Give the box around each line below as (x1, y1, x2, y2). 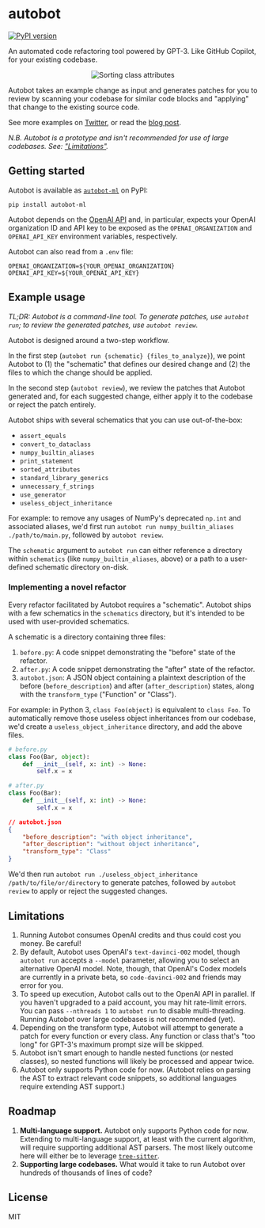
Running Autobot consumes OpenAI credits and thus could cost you (19, 930, 241, 940)
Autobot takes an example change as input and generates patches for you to (8, 85, 258, 95)
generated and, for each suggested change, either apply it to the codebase (8, 391, 253, 401)
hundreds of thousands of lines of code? (19, 1168, 153, 1177)
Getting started (8, 164, 85, 178)
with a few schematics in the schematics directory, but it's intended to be (8, 608, 245, 618)
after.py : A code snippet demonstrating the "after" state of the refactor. (19, 664, 256, 673)
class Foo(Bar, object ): (8, 753, 90, 761)
